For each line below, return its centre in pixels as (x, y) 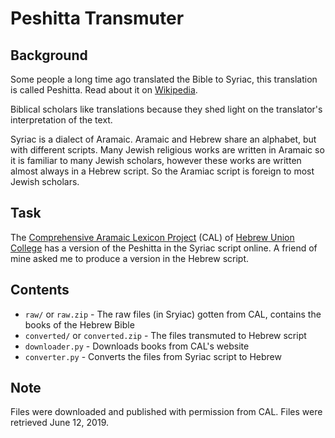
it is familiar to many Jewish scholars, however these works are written (156, 160)
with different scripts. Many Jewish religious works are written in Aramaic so (167, 150)
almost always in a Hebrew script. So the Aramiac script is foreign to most (162, 171)
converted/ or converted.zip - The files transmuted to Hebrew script (165, 335)
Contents (40, 290)
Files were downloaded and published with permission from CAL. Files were (166, 412)
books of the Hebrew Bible (79, 324)
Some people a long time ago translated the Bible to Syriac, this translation (164, 79)
